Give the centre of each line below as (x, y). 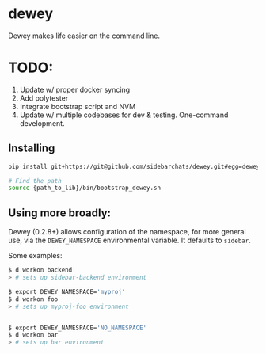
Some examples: (35, 256)
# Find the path (35, 181)
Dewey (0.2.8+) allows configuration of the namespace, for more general (127, 232)
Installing (32, 148)
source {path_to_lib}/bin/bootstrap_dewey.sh (84, 188)
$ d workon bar (33, 335)
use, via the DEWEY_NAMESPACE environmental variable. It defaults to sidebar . (129, 240)
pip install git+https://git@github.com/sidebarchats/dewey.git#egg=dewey (134, 166)
